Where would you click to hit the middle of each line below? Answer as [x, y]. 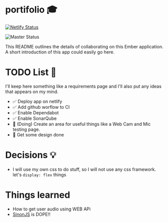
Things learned [38, 195]
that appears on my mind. [32, 92]
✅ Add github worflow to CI [41, 107]
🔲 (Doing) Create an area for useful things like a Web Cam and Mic [82, 124]
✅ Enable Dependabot [36, 113]
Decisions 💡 [31, 155]
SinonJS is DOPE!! [31, 214]
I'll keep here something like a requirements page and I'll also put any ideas [83, 86]
